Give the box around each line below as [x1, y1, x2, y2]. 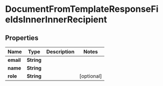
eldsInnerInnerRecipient [5, 14, 108, 25]
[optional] [79, 73, 103, 80]
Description [46, 48, 75, 55]
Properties [5, 34, 39, 42]
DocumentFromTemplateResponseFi [5, 3, 159, 15]
